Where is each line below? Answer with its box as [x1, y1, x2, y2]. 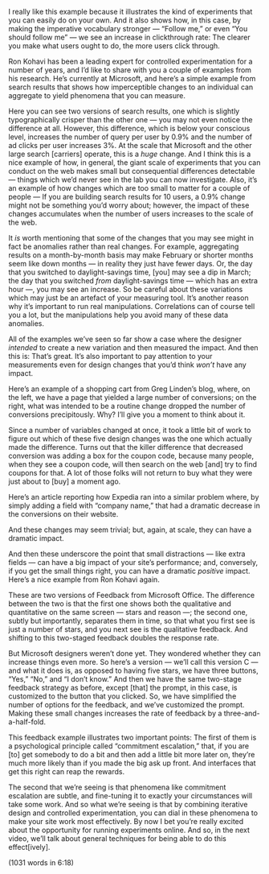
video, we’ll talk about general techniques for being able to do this [8, 834, 226, 843]
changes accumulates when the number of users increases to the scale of [8, 209, 255, 218]
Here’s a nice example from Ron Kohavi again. [8, 575, 161, 584]
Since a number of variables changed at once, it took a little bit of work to [8, 426, 251, 435]
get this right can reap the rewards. [8, 767, 125, 776]
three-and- [223, 708, 261, 718]
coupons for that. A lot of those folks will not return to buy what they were [8, 468, 253, 477]
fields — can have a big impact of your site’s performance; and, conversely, [8, 558, 259, 567]
